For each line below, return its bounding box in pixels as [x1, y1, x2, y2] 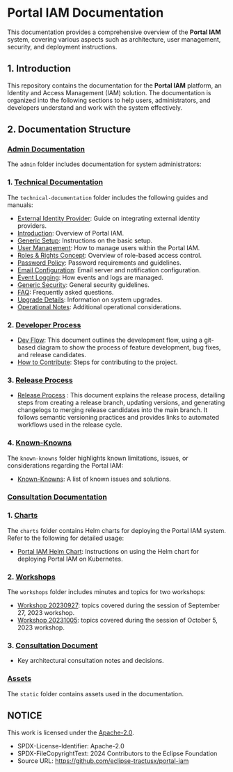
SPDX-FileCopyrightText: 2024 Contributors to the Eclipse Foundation [17, 749, 218, 757]
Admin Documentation [7, 145, 86, 154]
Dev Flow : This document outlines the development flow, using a [17, 336, 203, 345]
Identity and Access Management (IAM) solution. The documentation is [7, 88, 211, 97]
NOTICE [7, 710, 42, 722]
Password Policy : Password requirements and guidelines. [17, 258, 182, 267]
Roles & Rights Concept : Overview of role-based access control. [17, 251, 202, 259]
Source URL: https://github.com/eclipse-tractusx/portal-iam [17, 756, 189, 765]
